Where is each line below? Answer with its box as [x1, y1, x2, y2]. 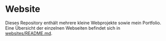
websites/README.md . [5, 30, 52, 36]
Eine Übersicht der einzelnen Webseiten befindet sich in [5, 25, 121, 31]
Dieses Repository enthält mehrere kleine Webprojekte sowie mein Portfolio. [5, 20, 162, 26]
